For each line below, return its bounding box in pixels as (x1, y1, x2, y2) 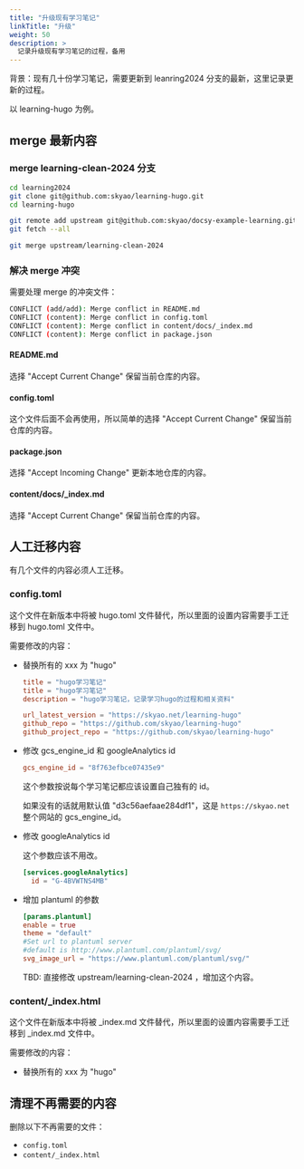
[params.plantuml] (22, 912, 92, 921)
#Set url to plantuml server (22, 937, 133, 947)
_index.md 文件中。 (26, 1028, 100, 1039)
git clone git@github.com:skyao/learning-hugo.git (9, 191, 204, 200)
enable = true (22, 921, 76, 930)
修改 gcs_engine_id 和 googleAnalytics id (22, 745, 176, 757)
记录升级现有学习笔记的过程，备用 (17, 47, 126, 56)
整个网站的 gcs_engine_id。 (22, 811, 127, 822)
